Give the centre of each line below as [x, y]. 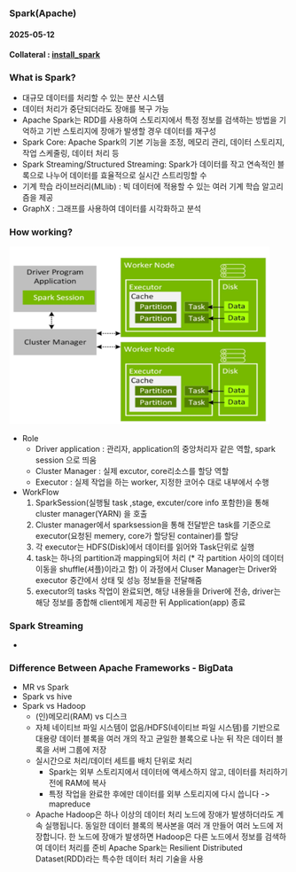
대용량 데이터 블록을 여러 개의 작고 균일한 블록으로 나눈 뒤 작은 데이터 [155, 739]
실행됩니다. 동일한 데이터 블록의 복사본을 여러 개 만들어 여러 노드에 [160, 826]
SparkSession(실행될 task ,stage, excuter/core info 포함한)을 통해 [152, 502]
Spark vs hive [47, 697]
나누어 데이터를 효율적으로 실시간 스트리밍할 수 [126, 175]
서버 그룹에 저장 [79, 750]
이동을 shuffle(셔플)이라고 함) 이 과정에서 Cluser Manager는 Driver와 [156, 569]
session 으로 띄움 [66, 460]
